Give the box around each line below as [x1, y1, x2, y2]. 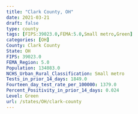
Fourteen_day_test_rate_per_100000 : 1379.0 [6, 82, 117, 88]
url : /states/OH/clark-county [6, 98, 82, 104]
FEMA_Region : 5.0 [6, 59, 50, 65]
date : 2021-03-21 [6, 14, 50, 21]
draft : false [6, 20, 39, 26]
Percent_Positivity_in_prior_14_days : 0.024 [6, 87, 119, 93]
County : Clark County [6, 43, 61, 49]
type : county [6, 25, 39, 32]
